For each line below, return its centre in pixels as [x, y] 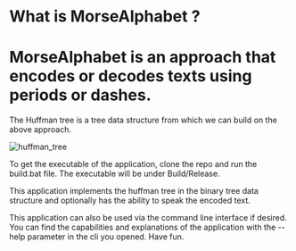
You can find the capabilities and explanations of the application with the [143, 227]
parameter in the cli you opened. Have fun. [106, 237]
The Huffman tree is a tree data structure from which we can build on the [144, 120]
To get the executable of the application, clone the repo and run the [133, 164]
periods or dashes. [80, 95]
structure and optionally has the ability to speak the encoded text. [130, 201]
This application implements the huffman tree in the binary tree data [134, 191]
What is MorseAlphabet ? [105, 17]
